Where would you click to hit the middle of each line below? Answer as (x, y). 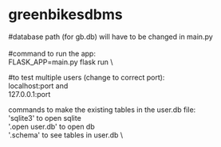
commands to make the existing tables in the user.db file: (102, 110)
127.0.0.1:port (30, 94)
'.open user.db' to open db (52, 126)
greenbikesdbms (65, 15)
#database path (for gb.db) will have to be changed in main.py (110, 37)
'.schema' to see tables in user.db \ (66, 135)
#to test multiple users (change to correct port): (87, 77)
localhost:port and (38, 86)
